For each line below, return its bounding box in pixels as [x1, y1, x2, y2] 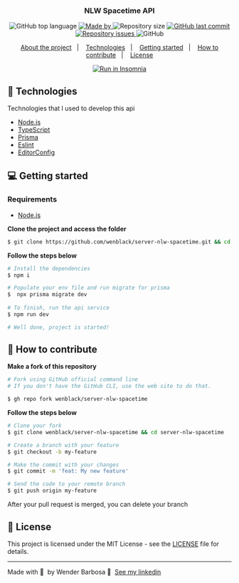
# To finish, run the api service [7, 305, 110, 312]
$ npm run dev [7, 310, 50, 318]
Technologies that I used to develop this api [7, 104, 135, 112]
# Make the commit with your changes [7, 461, 119, 468]
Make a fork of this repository [7, 362, 97, 371]
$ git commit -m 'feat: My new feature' [7, 468, 129, 475]
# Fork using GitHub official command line [7, 376, 139, 383]
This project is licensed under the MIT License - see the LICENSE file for [7, 540, 219, 548]
